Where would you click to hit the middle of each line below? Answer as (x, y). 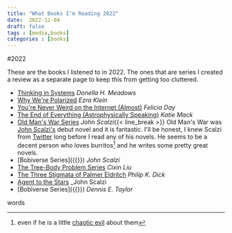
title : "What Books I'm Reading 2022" (63, 13)
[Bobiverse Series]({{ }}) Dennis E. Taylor (75, 189)
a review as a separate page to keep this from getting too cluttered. (103, 79)
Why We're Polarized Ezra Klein (62, 100)
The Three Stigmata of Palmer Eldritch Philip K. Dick (91, 174)
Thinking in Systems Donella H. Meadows (77, 93)
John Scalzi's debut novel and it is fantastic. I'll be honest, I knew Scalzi (119, 130)
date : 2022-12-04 (33, 20)
